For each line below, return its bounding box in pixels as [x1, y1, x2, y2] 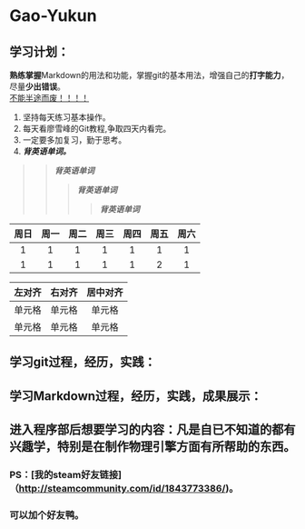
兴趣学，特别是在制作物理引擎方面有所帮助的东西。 [9, 439, 296, 454]
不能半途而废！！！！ [9, 93, 89, 103]
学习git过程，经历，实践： [9, 354, 156, 370]
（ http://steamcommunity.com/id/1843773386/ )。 [9, 483, 239, 495]
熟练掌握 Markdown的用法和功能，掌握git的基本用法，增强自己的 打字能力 [9, 70, 281, 80]
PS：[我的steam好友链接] [9, 469, 123, 482]
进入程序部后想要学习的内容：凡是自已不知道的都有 [9, 422, 296, 437]
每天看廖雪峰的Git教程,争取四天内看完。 [22, 124, 172, 134]
